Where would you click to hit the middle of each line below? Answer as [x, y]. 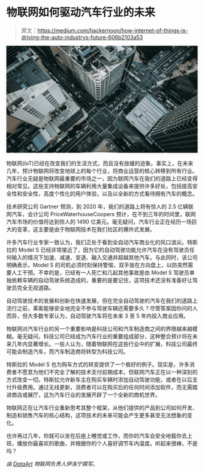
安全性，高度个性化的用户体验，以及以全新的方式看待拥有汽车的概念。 [110, 194]
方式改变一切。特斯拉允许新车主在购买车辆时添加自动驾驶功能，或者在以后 [99, 379]
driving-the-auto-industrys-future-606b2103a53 [82, 37]
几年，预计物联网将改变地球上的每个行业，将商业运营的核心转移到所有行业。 [102, 171]
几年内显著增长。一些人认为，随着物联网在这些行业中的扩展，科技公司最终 [104, 344]
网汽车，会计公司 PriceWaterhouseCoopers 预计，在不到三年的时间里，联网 [101, 214]
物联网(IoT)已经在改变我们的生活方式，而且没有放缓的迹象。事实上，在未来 [100, 163]
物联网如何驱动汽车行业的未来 [81, 12]
